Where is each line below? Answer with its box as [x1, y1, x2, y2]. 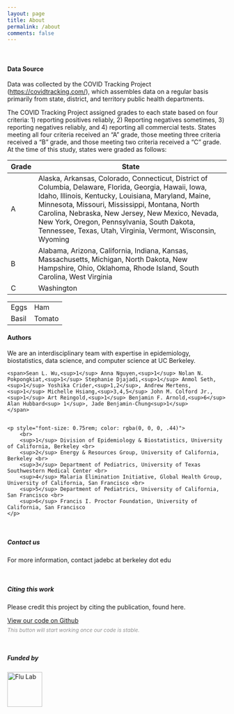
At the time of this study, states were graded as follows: [7, 146, 167, 154]
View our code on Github [7, 616, 79, 624]
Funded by [7, 654, 39, 662]
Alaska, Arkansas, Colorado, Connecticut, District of [38, 173, 208, 183]
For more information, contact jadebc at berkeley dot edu [7, 555, 172, 564]
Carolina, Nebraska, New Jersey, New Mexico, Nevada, [38, 208, 219, 218]
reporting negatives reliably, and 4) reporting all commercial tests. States [7, 123, 217, 132]
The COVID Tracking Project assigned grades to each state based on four [7, 109, 218, 117]
